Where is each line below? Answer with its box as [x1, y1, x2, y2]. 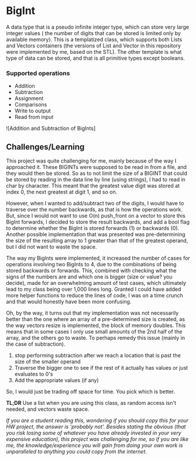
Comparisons [14, 101, 47, 108]
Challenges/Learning [6, 142, 85, 152]
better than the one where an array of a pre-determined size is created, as [6, 316, 185, 323]
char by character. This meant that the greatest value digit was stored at [6, 183, 180, 190]
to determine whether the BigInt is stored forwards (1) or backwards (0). [6, 225, 180, 232]
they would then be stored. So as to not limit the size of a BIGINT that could [6, 170, 187, 177]
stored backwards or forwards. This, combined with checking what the [6, 267, 177, 274]
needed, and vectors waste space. [6, 405, 90, 413]
